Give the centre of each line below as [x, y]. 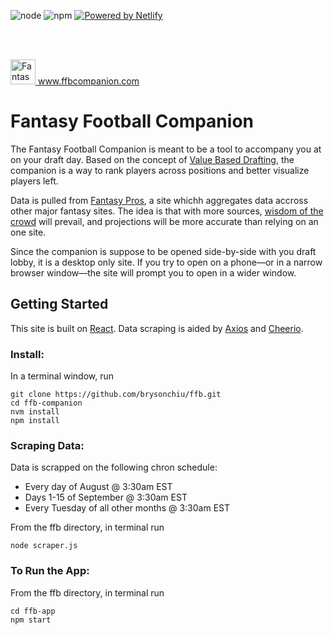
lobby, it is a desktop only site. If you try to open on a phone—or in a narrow [166, 262]
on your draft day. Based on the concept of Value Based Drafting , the [152, 159]
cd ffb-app [33, 611]
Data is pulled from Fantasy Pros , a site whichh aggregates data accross [159, 200]
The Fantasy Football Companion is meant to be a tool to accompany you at [166, 149]
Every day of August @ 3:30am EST [98, 487]
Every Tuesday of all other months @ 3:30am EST [127, 508]
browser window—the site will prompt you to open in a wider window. [153, 272]
